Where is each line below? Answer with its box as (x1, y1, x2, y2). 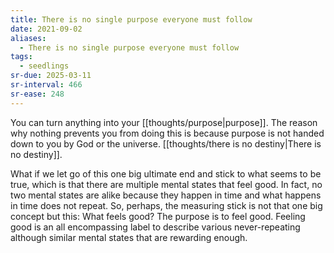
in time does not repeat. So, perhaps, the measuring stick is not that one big (10, 199, 323, 211)
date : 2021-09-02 (10, 24, 83, 34)
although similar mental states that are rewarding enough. (10, 231, 248, 243)
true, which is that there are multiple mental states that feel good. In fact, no (10, 178, 323, 190)
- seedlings (19, 61, 70, 71)
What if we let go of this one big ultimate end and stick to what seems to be (10, 167, 322, 180)
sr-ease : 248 (10, 89, 65, 99)
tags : (10, 52, 33, 62)
